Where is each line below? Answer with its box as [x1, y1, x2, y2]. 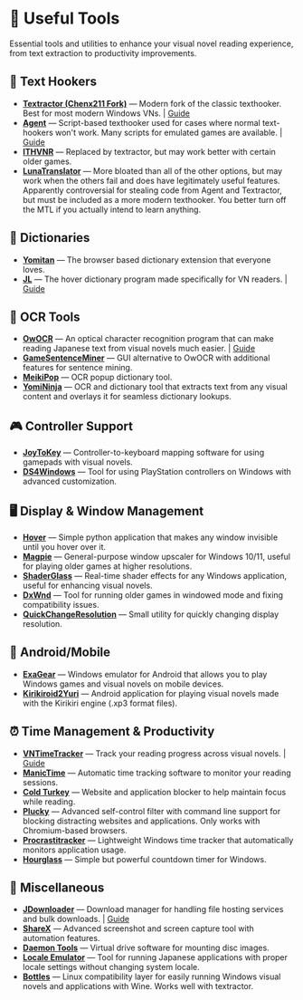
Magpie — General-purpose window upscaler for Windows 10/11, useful [22, 552, 291, 562]
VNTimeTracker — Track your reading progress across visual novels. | [22, 747, 287, 759]
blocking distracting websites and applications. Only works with [22, 815, 260, 826]
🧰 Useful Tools [9, 8, 120, 29]
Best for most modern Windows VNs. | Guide [22, 108, 191, 119]
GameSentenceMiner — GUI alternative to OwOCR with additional [22, 352, 270, 363]
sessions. [22, 776, 59, 787]
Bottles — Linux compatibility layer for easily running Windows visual [22, 971, 281, 982]
